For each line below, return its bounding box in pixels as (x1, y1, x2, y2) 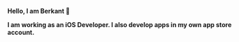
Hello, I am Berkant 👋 (7, 7, 70, 15)
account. (7, 28, 35, 36)
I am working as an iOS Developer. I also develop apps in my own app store (7, 21, 232, 28)
